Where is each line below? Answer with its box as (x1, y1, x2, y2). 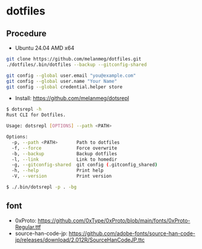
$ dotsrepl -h (6, 106, 42, 112)
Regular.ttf (14, 223, 41, 230)
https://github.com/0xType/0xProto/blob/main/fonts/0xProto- (37, 216, 191, 224)
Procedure (6, 28, 47, 39)
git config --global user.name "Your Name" (6, 78, 118, 84)
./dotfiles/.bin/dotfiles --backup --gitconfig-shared (6, 62, 147, 68)
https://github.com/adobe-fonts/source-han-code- (68, 230, 196, 237)
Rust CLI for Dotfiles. (6, 112, 66, 118)
